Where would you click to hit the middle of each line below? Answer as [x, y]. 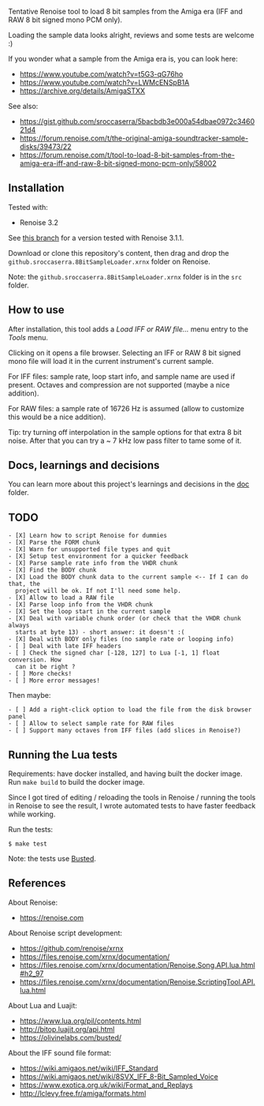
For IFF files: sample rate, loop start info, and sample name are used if [122, 376]
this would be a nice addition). [57, 417]
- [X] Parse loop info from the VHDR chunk [81, 605]
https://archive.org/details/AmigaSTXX [82, 91]
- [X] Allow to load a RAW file [61, 598]
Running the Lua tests [63, 754]
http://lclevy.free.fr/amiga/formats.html [83, 1093]
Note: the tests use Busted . [52, 859]
